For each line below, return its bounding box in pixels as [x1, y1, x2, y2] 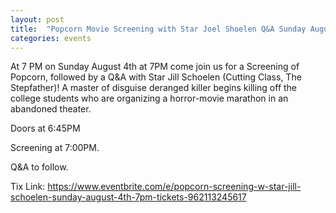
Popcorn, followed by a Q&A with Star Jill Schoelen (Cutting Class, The [10, 71, 302, 83]
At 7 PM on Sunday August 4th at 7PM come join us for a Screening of [10, 61, 300, 73]
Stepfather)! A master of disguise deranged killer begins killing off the [10, 82, 298, 94]
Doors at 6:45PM [10, 122, 81, 135]
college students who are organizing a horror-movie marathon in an [10, 92, 289, 105]
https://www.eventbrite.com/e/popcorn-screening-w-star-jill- [47, 181, 302, 193]
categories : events [10, 33, 92, 43]
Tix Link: [10, 181, 46, 193]
